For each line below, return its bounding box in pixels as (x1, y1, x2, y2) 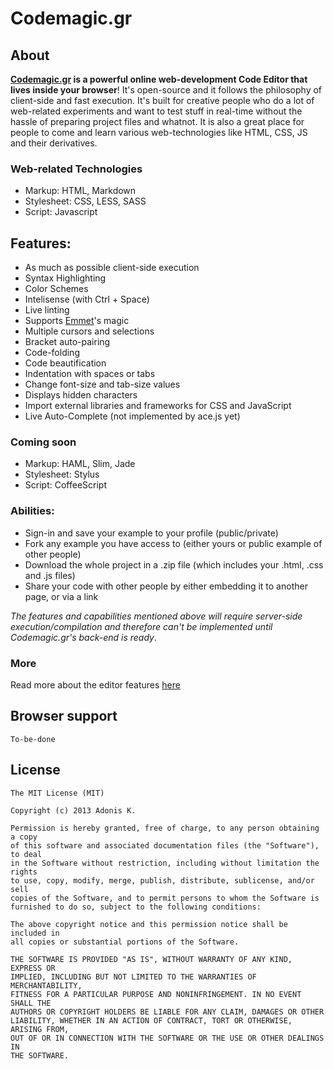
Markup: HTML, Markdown (24, 185, 137, 197)
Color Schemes (24, 283, 89, 295)
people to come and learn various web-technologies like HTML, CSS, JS (10, 127, 308, 138)
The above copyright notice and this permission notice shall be (10, 919, 288, 929)
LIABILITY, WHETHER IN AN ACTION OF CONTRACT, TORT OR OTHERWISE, (10, 1015, 293, 1026)
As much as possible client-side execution (24, 262, 200, 274)
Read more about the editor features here (10, 679, 181, 691)
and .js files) (24, 569, 76, 581)
